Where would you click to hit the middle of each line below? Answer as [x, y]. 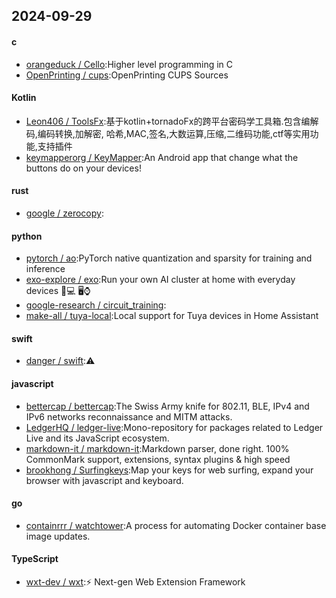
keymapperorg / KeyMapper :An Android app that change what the [162, 157]
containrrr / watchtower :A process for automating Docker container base [176, 525]
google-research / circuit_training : [96, 305]
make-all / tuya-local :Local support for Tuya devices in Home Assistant [172, 316]
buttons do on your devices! [83, 168]
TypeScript [35, 559]
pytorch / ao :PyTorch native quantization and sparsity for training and [169, 258]
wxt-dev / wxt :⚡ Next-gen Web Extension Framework [135, 582]
